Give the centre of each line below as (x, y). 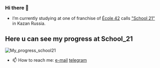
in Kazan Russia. (29, 23)
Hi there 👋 (17, 8)
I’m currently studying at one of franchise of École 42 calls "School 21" (83, 18)
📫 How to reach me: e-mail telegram (49, 60)
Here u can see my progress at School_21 (69, 39)
